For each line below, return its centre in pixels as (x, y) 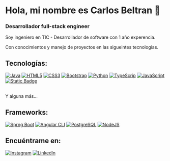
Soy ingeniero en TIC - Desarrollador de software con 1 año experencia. (80, 37)
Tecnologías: (26, 63)
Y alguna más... (22, 96)
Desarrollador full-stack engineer (48, 26)
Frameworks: (27, 112)
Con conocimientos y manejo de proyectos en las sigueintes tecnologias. (82, 47)
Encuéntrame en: (33, 140)
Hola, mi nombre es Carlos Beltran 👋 (83, 10)
